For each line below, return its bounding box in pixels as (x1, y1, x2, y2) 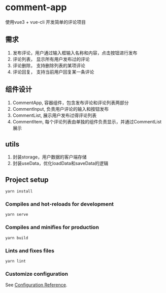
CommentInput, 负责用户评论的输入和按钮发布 (12, 106, 109, 112)
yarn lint (5, 258, 26, 264)
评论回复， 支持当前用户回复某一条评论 (12, 69, 94, 75)
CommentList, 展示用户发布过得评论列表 (12, 112, 97, 118)
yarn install (5, 189, 33, 194)
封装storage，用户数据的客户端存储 (12, 154, 87, 160)
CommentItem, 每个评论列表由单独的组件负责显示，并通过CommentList (12, 118, 162, 124)
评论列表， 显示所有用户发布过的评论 (12, 56, 90, 62)
